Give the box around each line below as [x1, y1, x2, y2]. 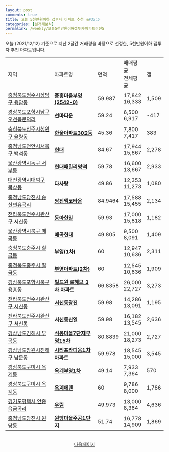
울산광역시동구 [8, 160, 41, 167]
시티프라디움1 [54, 347, 86, 354]
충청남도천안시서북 [8, 143, 50, 150]
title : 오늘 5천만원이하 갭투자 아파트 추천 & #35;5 [5, 17, 100, 22]
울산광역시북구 [8, 228, 41, 235]
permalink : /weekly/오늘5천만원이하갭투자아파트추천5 [5, 26, 105, 31]
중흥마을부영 [54, 92, 83, 99]
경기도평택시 [8, 398, 36, 405]
